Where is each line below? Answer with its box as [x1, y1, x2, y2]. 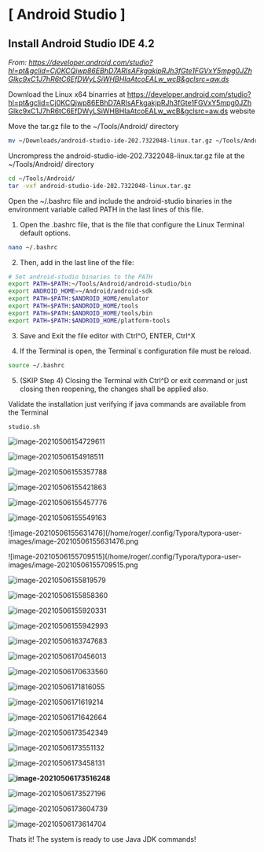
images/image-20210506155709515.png [8, 560, 139, 570]
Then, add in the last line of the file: [19, 257, 134, 267]
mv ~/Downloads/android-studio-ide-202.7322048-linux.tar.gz [8, 137, 213, 145]
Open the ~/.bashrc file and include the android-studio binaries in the [8, 196, 233, 205]
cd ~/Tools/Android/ [8, 175, 76, 183]
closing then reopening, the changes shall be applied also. [19, 384, 209, 393]
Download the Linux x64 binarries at [8, 90, 126, 99]
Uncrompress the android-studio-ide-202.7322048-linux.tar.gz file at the [8, 151, 245, 160]
